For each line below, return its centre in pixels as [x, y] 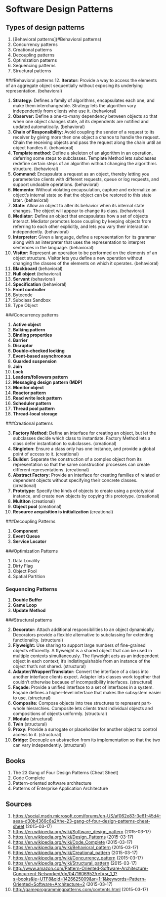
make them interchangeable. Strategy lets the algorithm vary [74, 106]
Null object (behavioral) [37, 274]
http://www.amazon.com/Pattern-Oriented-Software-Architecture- [81, 868]
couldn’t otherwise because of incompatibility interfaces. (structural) [83, 682]
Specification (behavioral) [40, 284]
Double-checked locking [39, 351]
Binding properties [32, 335]
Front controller [29, 290]
